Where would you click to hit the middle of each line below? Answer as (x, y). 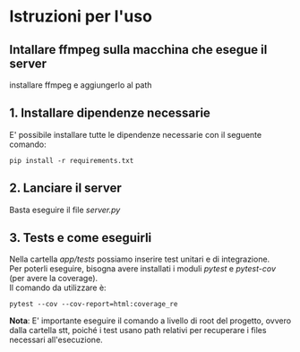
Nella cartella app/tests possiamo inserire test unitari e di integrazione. (140, 259)
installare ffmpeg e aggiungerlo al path (81, 85)
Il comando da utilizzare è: (58, 288)
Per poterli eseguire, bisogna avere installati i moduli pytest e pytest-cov (142, 269)
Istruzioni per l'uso (81, 17)
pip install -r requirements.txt (72, 160)
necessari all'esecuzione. (56, 340)
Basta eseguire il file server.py (65, 210)
